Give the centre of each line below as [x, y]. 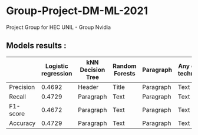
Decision [93, 70]
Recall [18, 97]
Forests [125, 73]
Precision [22, 87]
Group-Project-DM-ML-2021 [77, 11]
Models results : [36, 46]
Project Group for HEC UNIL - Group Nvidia [58, 27]
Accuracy [22, 123]
